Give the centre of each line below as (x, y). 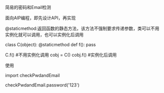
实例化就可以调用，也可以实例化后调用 (44, 35)
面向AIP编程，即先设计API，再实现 (41, 18)
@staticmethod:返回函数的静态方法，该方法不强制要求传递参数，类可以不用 (82, 28)
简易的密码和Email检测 (28, 7)
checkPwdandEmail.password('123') (42, 85)
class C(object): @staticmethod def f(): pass (50, 45)
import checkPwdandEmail (33, 75)
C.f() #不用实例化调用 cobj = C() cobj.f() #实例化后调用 (61, 55)
